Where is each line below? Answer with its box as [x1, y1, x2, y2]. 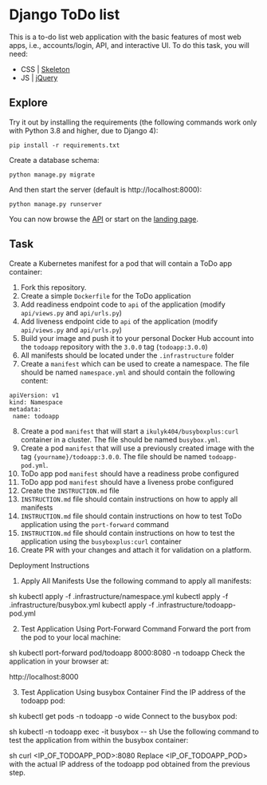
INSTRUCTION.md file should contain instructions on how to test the [20, 528, 235, 537]
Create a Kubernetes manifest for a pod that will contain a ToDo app [9, 258, 233, 268]
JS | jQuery [20, 73, 58, 82]
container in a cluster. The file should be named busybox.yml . [20, 434, 221, 444]
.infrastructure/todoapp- [155, 600, 237, 609]
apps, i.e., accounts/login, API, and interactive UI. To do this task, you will [9, 40, 249, 50]
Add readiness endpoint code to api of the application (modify [20, 299, 226, 309]
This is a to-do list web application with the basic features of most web [9, 32, 241, 42]
